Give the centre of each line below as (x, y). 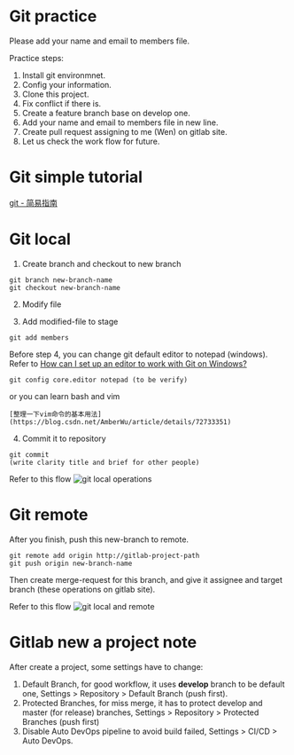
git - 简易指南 (33, 202)
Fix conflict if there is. (62, 103)
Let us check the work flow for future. (91, 141)
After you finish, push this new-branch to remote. (99, 539)
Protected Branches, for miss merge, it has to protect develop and (142, 703)
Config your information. (67, 84)
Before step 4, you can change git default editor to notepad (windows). (139, 354)
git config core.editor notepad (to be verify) (99, 380)
